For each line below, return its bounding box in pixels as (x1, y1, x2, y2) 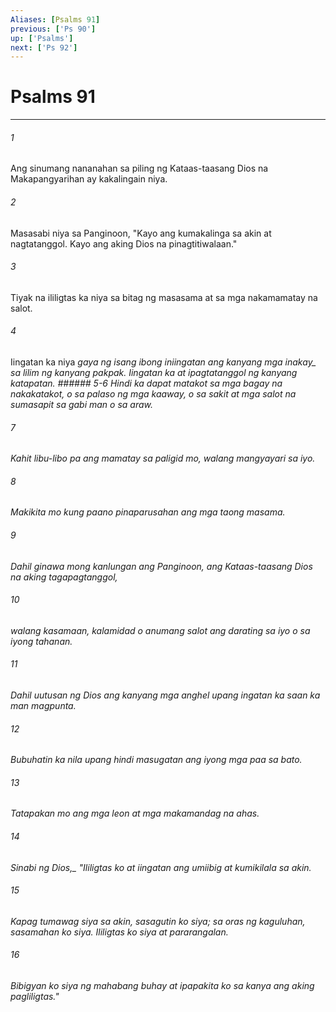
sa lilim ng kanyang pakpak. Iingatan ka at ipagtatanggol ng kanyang (10, 367, 298, 378)
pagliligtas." (10, 991, 60, 1003)
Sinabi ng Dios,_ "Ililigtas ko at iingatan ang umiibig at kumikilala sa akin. (10, 861, 312, 873)
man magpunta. (10, 700, 77, 712)
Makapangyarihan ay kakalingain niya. (10, 173, 168, 185)
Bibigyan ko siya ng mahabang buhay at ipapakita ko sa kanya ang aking (10, 980, 315, 992)
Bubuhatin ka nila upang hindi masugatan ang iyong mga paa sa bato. (10, 754, 303, 766)
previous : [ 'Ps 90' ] (10, 24, 97, 34)
